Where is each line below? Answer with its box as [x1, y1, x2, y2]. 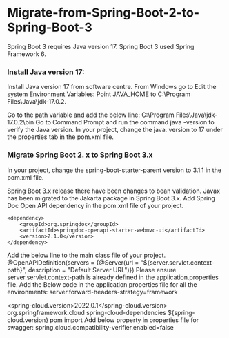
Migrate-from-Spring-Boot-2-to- [7, 5, 200, 21]
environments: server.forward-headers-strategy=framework [7, 288, 178, 296]
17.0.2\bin [7, 118, 34, 126]
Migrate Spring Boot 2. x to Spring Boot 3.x [7, 150, 153, 160]
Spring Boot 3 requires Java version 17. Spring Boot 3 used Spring [7, 42, 195, 50]
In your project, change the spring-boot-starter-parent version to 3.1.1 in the [7, 166, 222, 174]
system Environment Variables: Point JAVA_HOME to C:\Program [7, 90, 191, 98]
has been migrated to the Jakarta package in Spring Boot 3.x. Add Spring [7, 194, 216, 202]
